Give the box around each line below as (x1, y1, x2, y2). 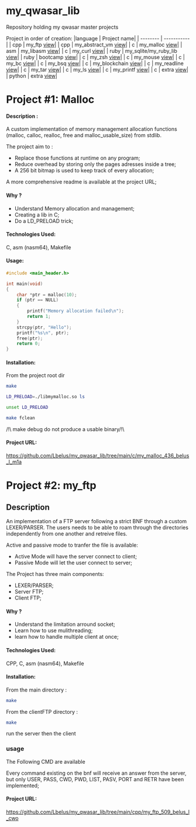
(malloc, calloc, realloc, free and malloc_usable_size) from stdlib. (6, 132, 162, 139)
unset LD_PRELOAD (6, 405, 49, 411)
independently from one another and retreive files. (6, 530, 128, 537)
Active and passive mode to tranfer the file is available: (6, 541, 139, 549)
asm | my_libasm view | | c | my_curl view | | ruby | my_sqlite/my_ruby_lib (6, 47, 177, 54)
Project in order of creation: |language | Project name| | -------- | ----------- (6, 35, 190, 42)
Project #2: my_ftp (6, 479, 97, 492)
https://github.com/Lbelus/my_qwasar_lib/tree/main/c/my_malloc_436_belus (6, 452, 190, 459)
